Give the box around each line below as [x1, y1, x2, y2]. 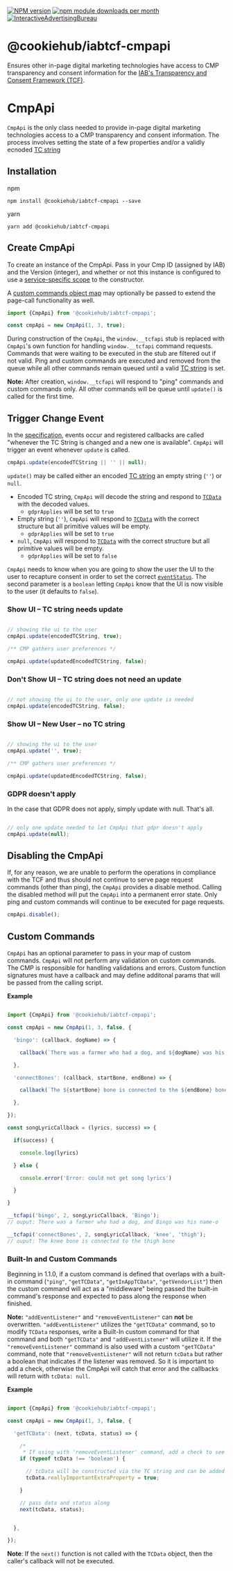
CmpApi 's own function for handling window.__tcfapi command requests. [7, 342, 213, 350]
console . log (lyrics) [19, 1149, 79, 1156]
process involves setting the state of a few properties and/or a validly [7, 138, 205, 146]
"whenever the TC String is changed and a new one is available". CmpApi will [7, 438, 224, 447]
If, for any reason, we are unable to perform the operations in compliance [7, 869, 216, 877]
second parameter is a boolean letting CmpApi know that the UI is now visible [7, 579, 223, 588]
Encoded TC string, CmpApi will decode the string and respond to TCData [17, 492, 222, 500]
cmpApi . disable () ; [7, 911, 60, 919]
